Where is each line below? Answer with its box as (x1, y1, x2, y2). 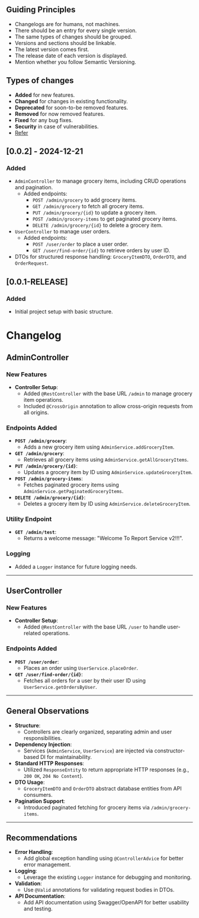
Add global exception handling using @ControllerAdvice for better (23, 855, 184, 862)
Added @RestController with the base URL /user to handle (23, 623, 166, 631)
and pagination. (14, 184, 53, 191)
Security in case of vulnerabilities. (14, 123, 99, 130)
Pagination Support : (14, 798, 66, 805)
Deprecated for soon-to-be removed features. (14, 104, 129, 111)
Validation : (14, 880, 43, 887)
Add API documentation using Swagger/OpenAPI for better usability (23, 899, 190, 906)
